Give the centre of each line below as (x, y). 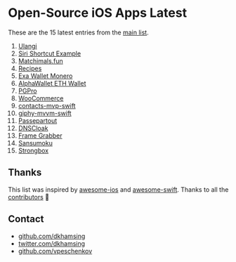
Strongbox (33, 150)
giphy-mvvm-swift (45, 113)
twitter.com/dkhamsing (52, 243)
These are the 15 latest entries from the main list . (79, 32)
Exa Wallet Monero (45, 76)
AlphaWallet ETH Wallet (52, 83)
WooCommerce (41, 98)
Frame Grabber (40, 136)
